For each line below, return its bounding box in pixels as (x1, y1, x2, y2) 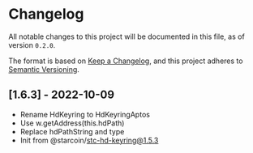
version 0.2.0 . (8, 40, 56, 49)
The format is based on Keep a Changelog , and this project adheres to (8, 56, 243, 66)
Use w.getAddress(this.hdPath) (19, 118, 125, 128)
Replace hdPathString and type (19, 126, 125, 136)
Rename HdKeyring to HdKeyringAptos (19, 109, 150, 119)
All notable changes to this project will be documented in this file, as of (8, 32, 245, 41)
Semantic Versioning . (8, 64, 79, 74)
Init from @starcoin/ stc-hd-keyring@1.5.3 (19, 135, 159, 145)
